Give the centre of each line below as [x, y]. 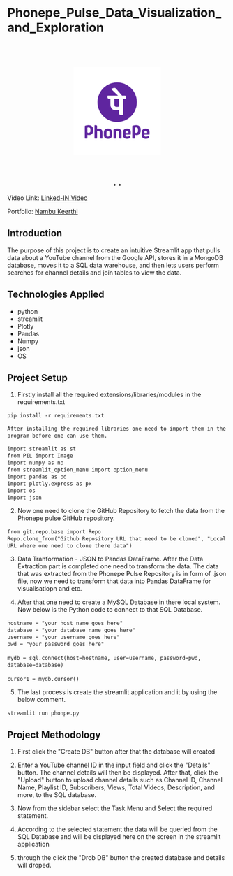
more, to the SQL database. [57, 795]
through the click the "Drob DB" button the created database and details [121, 858]
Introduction [35, 233]
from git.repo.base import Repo [54, 532]
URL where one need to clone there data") [70, 546]
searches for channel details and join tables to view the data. [95, 272]
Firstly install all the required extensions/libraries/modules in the [109, 395]
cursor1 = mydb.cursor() [43, 680]
